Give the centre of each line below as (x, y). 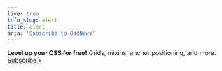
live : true (23, 14)
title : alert (26, 26)
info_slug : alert (33, 20)
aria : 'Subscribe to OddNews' (51, 33)
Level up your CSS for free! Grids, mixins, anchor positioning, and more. (112, 53)
